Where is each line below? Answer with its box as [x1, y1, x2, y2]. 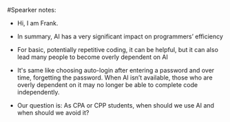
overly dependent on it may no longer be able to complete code [17, 81, 198, 88]
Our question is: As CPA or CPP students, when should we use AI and [17, 101, 215, 109]
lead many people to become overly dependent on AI [17, 53, 169, 61]
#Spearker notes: [7, 6, 56, 14]
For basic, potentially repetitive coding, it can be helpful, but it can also [17, 46, 219, 53]
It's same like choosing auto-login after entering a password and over [17, 66, 215, 74]
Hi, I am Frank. [17, 19, 59, 27]
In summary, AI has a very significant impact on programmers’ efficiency [17, 32, 224, 40]
